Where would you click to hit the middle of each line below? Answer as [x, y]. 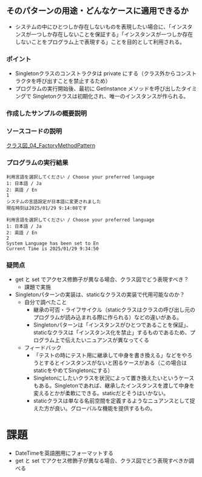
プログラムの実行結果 [37, 163]
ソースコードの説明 [34, 131]
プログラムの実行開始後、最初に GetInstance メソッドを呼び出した [98, 89]
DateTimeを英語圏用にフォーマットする [64, 453]
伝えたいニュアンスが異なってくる [107, 340]
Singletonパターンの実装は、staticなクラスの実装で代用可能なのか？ [100, 294]
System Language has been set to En [52, 243]
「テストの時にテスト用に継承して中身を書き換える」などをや [110, 355]
